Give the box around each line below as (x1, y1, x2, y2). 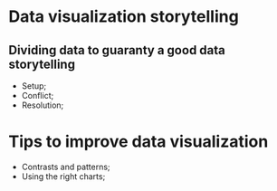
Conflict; (21, 91, 54, 100)
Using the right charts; (21, 170, 106, 182)
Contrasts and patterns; (21, 161, 110, 172)
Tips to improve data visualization (8, 131, 269, 152)
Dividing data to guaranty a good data (8, 43, 225, 58)
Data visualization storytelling (8, 6, 239, 27)
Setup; (21, 81, 47, 91)
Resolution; (21, 100, 64, 110)
